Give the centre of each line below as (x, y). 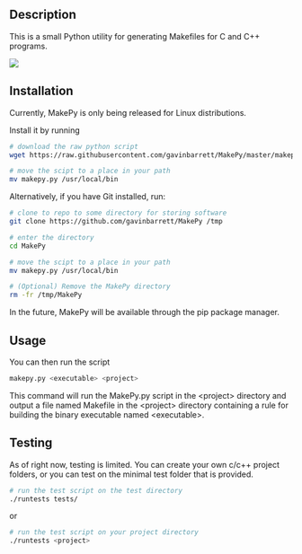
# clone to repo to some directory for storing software (118, 213)
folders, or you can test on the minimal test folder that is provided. (132, 474)
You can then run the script (60, 362)
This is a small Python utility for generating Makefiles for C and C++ (135, 36)
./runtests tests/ (44, 499)
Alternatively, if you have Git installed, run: (88, 197)
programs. (28, 46)
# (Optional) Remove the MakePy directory (90, 286)
